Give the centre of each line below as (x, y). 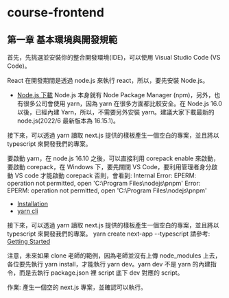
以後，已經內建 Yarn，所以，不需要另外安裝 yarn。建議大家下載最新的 (116, 112)
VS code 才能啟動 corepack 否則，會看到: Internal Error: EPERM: (106, 175)
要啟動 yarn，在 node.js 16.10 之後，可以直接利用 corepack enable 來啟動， (113, 158)
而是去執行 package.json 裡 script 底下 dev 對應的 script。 (101, 273)
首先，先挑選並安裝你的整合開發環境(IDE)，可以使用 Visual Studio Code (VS (114, 57)
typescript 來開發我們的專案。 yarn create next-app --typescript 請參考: (109, 234)
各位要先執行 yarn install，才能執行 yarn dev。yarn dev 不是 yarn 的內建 (109, 264)
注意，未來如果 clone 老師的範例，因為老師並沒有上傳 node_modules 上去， (114, 256)
